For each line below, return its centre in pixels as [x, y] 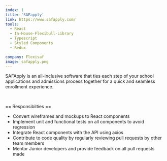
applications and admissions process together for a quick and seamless [80, 81]
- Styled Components [31, 43]
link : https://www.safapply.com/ [41, 19]
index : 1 [14, 10]
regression [24, 127]
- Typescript [24, 39]
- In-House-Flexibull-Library [42, 34]
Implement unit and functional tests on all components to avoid [78, 122]
